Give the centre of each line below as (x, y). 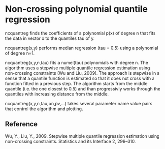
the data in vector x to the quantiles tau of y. (50, 38)
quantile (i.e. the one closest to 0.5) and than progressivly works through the (83, 89)
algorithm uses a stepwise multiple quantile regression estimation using (78, 68)
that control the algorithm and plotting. (44, 109)
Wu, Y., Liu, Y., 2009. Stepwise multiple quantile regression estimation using (82, 136)
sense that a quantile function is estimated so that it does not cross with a (80, 78)
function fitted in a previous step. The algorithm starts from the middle (76, 83)
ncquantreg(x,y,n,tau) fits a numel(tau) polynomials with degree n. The (77, 62)
